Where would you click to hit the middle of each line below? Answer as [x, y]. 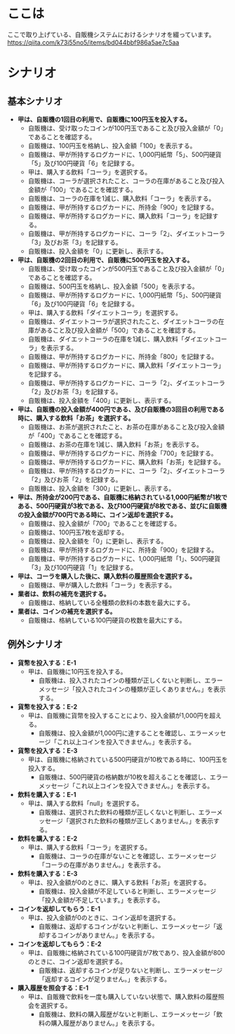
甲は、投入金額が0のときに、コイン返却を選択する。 [104, 917]
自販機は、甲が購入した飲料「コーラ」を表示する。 [102, 585]
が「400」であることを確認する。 [77, 435]
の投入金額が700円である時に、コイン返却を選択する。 [97, 515]
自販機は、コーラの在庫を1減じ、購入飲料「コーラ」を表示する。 [121, 198]
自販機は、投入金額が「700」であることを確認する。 [104, 523]
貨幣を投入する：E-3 [47, 750]
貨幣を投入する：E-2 [47, 706]
